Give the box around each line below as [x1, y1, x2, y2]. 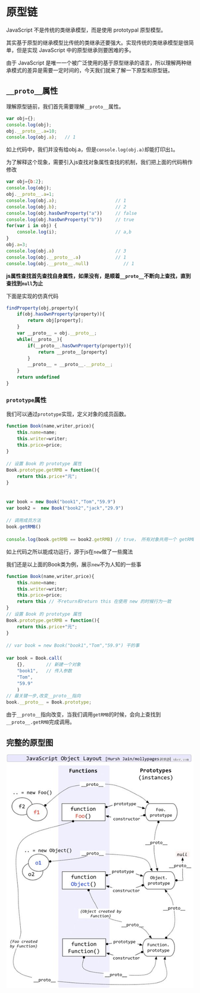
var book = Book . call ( [6, 655, 62, 662]
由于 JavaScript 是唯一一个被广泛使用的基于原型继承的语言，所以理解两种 [6, 59, 187, 66]
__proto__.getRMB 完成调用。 [6, 718, 76, 725]
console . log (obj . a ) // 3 [6, 248, 127, 254]
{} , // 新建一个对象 [17, 662, 82, 668]
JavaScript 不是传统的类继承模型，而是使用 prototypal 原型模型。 [6, 26, 167, 33]
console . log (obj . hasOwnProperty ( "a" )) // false [6, 210, 137, 216]
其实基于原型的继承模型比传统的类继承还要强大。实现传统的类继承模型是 [6, 39, 183, 46]
